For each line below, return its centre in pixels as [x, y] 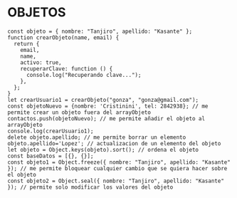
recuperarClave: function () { [67, 68]
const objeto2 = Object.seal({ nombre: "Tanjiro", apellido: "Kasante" [116, 181]
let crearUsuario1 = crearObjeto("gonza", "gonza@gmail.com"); [103, 100]
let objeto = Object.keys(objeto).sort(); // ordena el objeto [103, 150]
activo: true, [41, 62]
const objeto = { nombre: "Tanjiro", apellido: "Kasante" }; [100, 31]
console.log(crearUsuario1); [51, 131]
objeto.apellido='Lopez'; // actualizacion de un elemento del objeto [114, 143]
